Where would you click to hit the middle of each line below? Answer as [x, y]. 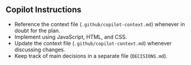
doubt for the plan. [37, 30]
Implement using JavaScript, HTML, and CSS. [71, 37]
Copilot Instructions [44, 10]
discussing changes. [40, 49]
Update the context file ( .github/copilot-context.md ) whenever [93, 43]
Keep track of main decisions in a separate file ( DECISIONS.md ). [91, 55]
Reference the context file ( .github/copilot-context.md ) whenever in [99, 24]
